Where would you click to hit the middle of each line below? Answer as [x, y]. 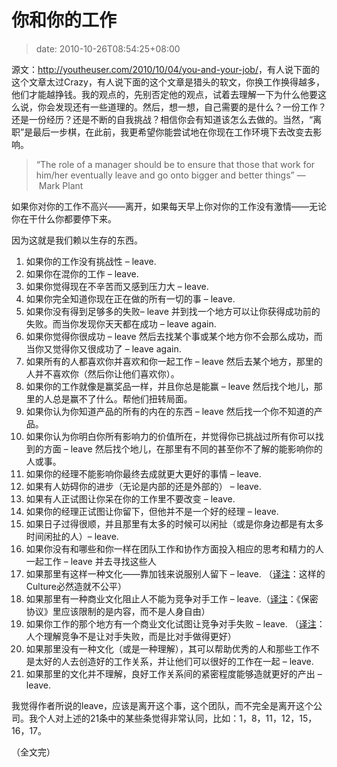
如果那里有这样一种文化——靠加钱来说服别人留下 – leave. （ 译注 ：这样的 [175, 573]
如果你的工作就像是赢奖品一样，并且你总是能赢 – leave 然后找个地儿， [169, 386]
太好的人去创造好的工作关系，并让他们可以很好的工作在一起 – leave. [174, 661]
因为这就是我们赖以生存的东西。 [77, 240]
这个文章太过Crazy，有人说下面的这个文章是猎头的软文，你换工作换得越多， [168, 82]
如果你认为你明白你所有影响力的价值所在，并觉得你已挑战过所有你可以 [170, 436]
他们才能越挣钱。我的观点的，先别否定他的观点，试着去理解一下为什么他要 [164, 94]
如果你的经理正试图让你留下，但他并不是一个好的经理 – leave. [152, 511]
